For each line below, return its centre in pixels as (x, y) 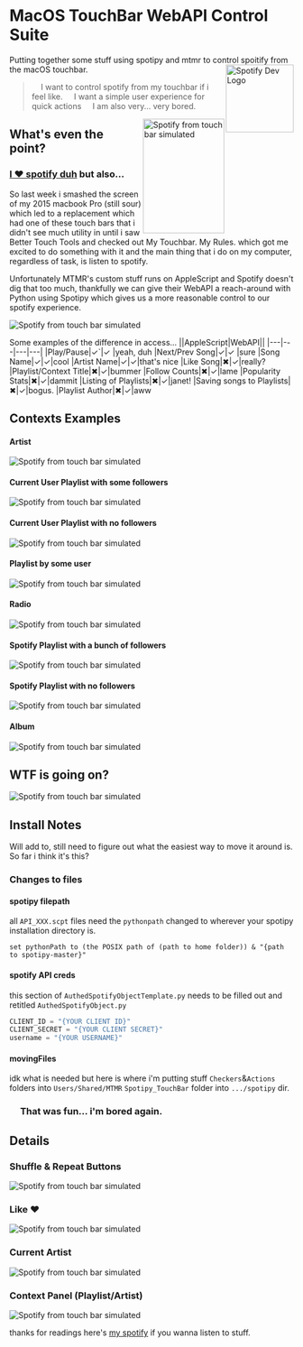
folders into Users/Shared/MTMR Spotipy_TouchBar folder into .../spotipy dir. (150, 1088)
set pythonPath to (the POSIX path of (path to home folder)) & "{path (147, 947)
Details (29, 1141)
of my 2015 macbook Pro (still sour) (75, 203)
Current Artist (41, 1252)
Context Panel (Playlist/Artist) (76, 1296)
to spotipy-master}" (48, 955)
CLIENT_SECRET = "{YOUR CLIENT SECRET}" (87, 1029)
